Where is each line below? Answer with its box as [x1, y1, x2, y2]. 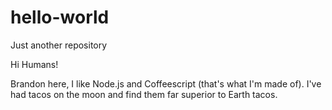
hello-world [10, 6, 110, 29]
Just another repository [10, 39, 108, 51]
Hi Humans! [10, 58, 59, 70]
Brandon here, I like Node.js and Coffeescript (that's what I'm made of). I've [10, 77, 322, 90]
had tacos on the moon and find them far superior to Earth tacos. [10, 88, 278, 100]
